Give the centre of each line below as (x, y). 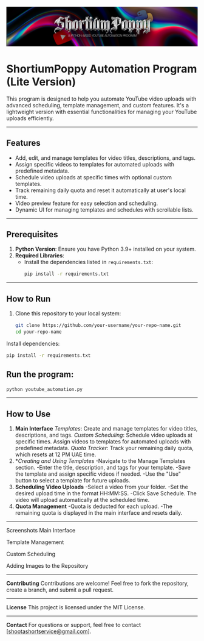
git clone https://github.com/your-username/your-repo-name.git (98, 326)
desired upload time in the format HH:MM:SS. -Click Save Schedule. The (106, 493)
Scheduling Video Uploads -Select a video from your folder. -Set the (101, 487)
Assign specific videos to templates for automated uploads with (95, 164)
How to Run (29, 299)
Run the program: (40, 375)
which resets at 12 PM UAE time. (56, 454)
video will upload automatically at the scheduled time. (82, 500)
